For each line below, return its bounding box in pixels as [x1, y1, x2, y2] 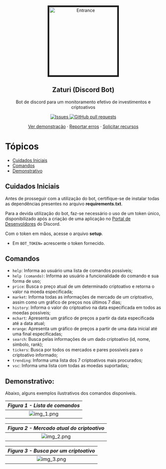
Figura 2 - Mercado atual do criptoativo [7, 425, 105, 432]
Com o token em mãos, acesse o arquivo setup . [5, 231, 103, 236]
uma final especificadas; [12, 331, 63, 337]
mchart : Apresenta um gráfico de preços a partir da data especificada [12, 315, 155, 321]
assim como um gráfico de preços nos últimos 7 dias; [12, 299, 122, 306]
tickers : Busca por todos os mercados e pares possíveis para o [12, 347, 143, 353]
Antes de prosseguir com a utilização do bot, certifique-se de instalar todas [5, 195, 160, 201]
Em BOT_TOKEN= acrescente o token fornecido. [12, 240, 105, 246]
